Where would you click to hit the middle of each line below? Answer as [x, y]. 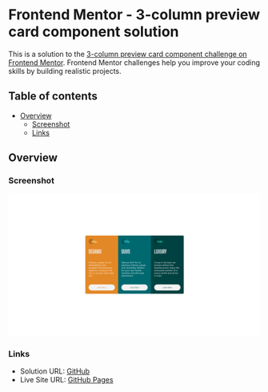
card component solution [94, 32]
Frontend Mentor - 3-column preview [134, 15]
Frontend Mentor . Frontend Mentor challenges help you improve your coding [134, 63]
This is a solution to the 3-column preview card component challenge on [128, 54]
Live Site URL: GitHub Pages [66, 380]
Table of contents [53, 97]
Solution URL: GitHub [55, 371]
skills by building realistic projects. [65, 71]
